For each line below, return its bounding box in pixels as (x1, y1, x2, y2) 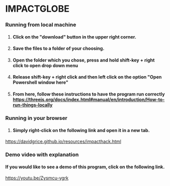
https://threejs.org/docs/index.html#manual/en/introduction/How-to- (12, 97, 165, 103)
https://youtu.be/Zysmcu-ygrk (5, 175, 69, 181)
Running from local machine (5, 21, 76, 28)
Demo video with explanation (5, 151, 79, 158)
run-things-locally (12, 102, 53, 108)
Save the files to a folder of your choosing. (12, 45, 105, 51)
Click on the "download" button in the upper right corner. (12, 34, 136, 40)
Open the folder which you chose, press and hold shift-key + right (12, 57, 155, 63)
